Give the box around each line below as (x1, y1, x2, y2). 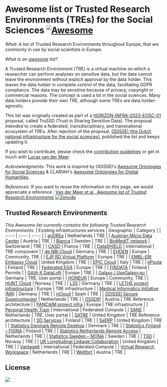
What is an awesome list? (5, 56, 58, 62)
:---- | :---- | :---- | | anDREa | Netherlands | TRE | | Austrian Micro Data (5, 233, 153, 239)
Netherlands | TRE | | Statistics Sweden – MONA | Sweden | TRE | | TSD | (5, 333, 155, 339)
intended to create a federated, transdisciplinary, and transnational (5, 123, 142, 129)
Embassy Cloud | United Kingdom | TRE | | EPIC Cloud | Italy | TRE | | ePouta (5, 259, 162, 265)
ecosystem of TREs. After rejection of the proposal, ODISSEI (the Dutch (5, 128, 152, 134)
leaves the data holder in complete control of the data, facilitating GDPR (5, 81, 153, 88)
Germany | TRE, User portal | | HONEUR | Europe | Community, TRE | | (5, 275, 149, 281)
